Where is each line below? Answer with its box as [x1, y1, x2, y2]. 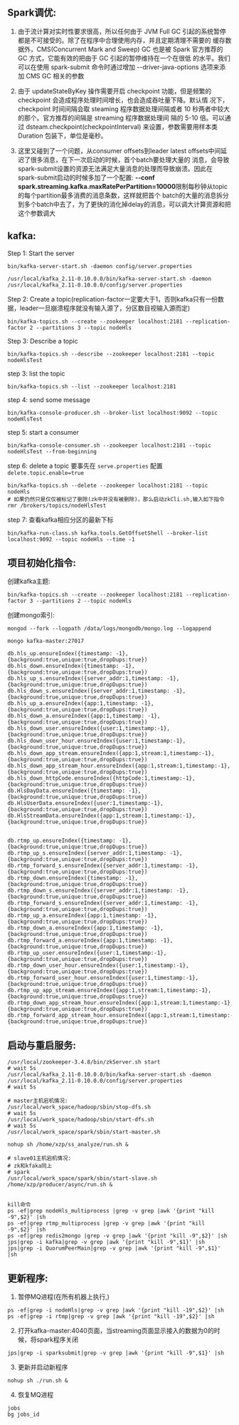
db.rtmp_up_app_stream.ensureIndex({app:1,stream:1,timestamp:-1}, [7, 987, 212, 994]
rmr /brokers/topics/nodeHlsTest [7, 502, 107, 509]
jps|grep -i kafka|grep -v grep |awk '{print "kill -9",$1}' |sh [7, 1239, 205, 1246]
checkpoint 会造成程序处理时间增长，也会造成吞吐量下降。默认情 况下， [17, 96, 229, 104]
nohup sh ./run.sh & [7, 1377, 69, 1384]
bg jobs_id [7, 1411, 40, 1419]
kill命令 [7, 1201, 31, 1208]
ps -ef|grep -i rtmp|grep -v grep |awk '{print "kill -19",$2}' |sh [7, 1313, 215, 1320]
